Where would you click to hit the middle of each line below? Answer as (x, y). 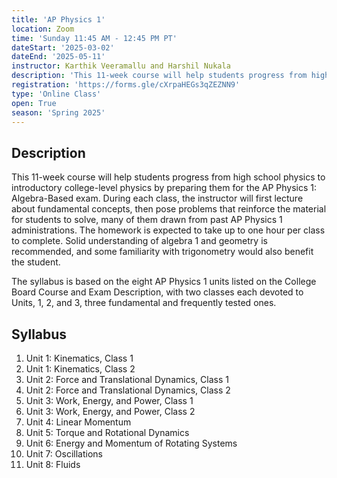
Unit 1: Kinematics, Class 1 (79, 358)
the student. (36, 262)
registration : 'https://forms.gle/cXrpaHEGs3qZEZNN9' (126, 85)
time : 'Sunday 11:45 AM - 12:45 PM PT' (94, 38)
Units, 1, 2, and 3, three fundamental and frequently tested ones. (144, 303)
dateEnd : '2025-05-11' (58, 57)
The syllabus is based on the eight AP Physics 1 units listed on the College (164, 282)
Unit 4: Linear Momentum (78, 422)
